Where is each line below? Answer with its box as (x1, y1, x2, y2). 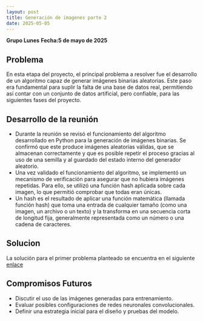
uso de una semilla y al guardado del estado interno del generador (15, 156, 181, 163)
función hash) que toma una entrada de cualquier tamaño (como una (15, 201, 187, 209)
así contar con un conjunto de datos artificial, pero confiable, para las (6, 90, 180, 97)
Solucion (6, 238, 41, 249)
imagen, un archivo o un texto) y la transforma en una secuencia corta (15, 208, 191, 215)
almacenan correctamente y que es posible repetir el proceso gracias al (15, 150, 195, 157)
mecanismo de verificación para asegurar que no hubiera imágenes (15, 176, 185, 182)
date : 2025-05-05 (6, 20, 50, 26)
